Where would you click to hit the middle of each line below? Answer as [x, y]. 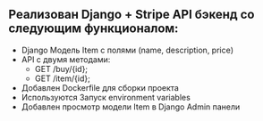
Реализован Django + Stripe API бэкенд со [131, 15]
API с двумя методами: [66, 59]
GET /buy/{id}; [61, 69]
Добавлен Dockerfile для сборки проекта [100, 87]
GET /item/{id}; [62, 78]
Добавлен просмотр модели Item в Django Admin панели [131, 107]
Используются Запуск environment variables [106, 97]
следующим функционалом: [93, 29]
